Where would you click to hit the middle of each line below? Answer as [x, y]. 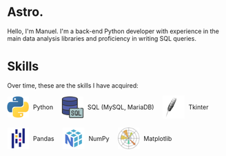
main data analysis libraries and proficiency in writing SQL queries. [102, 38]
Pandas [44, 138]
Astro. [25, 12]
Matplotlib [158, 138]
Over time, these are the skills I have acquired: [73, 85]
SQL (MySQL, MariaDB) [121, 107]
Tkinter [198, 107]
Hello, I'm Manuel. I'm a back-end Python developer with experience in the [113, 31]
